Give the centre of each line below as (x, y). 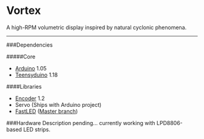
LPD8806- (170, 123)
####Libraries (24, 86)
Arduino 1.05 (31, 68)
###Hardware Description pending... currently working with (81, 123)
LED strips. (37, 129)
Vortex (24, 11)
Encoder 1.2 (30, 98)
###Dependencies (29, 45)
